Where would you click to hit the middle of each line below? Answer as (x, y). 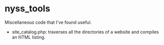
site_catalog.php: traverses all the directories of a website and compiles (85, 32)
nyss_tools (28, 9)
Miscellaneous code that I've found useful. (48, 22)
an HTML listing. (29, 37)
